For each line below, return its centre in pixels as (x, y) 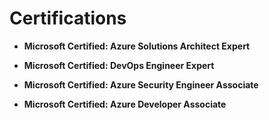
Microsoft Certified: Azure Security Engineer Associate (141, 84)
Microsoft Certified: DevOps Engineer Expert (119, 65)
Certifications (68, 18)
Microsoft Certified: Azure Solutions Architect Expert (137, 46)
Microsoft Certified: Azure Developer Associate (125, 104)
